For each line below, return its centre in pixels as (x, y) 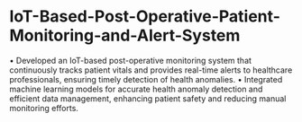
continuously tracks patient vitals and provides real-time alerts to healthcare (151, 70)
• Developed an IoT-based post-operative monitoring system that (131, 60)
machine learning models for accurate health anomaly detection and (136, 89)
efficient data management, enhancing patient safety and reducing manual (148, 98)
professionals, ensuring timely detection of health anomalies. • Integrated (146, 79)
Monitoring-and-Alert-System (125, 35)
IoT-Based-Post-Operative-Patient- (145, 17)
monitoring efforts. (44, 108)
